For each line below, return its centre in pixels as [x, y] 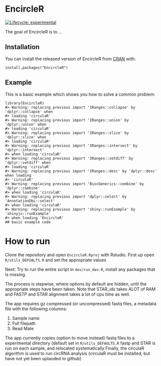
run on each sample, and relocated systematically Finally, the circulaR [75, 348]
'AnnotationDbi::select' [30, 201]
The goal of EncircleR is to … [34, 32]
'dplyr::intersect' [25, 150]
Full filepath [24, 323]
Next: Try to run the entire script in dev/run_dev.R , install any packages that [80, 269]
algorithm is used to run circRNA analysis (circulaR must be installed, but [78, 353]
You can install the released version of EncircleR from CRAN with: [70, 59]
